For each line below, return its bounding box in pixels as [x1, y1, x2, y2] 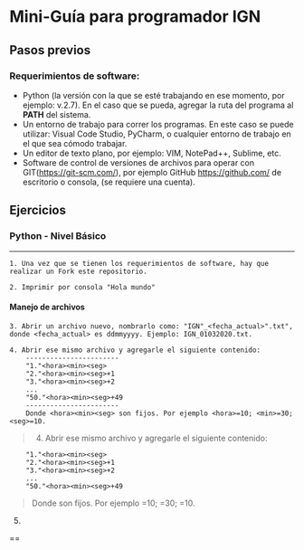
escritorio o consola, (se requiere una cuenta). [22, 176, 196, 187]
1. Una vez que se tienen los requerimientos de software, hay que [9, 259, 270, 268]
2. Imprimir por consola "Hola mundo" [9, 282, 156, 291]
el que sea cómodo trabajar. [22, 137, 128, 148]
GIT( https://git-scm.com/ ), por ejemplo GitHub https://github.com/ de [22, 166, 282, 177]
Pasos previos [9, 43, 91, 58]
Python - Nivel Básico [9, 230, 107, 242]
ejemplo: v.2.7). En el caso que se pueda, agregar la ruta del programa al [22, 100, 294, 110]
